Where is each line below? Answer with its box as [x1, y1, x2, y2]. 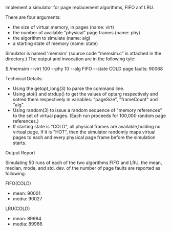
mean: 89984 [12, 216, 42, 221]
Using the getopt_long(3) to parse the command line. [12, 85, 124, 91]
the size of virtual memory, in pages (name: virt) [12, 24, 114, 30]
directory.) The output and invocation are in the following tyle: [5, 56, 136, 62]
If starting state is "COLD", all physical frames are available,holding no [12, 124, 161, 129]
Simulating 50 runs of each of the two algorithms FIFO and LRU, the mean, [5, 159, 162, 166]
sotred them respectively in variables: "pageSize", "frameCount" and [12, 97, 158, 102]
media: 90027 [12, 196, 42, 201]
